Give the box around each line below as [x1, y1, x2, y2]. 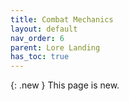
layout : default [10, 24, 78, 34]
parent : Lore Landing [10, 42, 101, 53]
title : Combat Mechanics [10, 14, 114, 25]
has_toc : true [10, 52, 70, 62]
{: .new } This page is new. [10, 79, 120, 91]
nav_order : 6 [10, 33, 65, 43]
